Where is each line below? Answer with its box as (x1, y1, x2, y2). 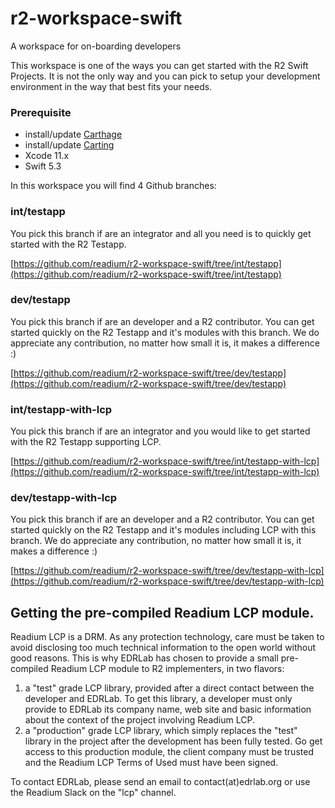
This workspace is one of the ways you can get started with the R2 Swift (10, 59, 309, 71)
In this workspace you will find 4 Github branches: (10, 180, 217, 192)
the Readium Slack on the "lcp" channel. (10, 787, 177, 799)
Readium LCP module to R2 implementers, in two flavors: (50, 663, 285, 675)
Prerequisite (10, 105, 72, 119)
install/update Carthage (24, 128, 123, 141)
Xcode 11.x (24, 150, 70, 162)
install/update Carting (24, 139, 115, 151)
